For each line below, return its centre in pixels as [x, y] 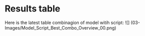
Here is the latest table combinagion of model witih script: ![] [67, 22]
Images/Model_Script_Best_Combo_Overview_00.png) [60, 27]
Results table [33, 9]
